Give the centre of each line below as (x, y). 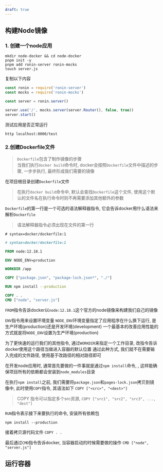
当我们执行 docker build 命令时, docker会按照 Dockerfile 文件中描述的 (85, 165)
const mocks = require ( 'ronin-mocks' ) (44, 93)
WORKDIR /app (18, 269)
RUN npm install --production (36, 287)
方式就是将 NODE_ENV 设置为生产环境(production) (52, 332)
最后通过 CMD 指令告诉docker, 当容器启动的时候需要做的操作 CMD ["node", (77, 442)
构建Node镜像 (26, 31)
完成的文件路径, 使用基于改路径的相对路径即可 (55, 355)
